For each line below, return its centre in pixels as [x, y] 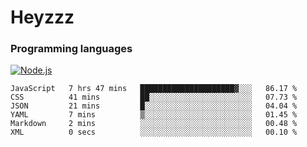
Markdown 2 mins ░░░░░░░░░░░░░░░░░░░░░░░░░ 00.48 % [154, 124]
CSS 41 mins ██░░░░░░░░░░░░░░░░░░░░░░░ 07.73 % [154, 97]
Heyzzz [42, 17]
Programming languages [71, 49]
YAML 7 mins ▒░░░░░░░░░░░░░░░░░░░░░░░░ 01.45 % [154, 115]
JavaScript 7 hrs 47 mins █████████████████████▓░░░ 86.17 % [154, 89]
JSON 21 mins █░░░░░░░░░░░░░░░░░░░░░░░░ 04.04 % [154, 106]
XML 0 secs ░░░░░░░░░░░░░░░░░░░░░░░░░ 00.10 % [154, 132]
